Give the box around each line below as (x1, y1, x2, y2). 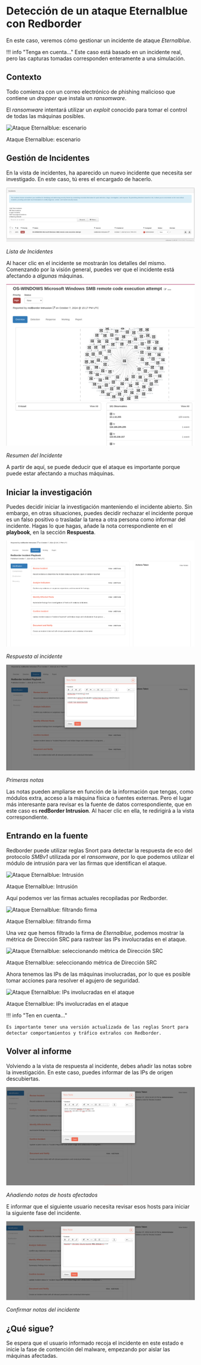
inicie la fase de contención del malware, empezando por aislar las (6, 1345, 170, 1353)
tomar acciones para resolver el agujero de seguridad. (6, 976, 140, 984)
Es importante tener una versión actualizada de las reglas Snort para (6, 1024, 188, 1030)
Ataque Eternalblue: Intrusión (6, 883, 78, 890)
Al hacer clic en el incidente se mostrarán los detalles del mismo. (6, 259, 166, 266)
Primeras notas (6, 777, 44, 784)
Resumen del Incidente (6, 452, 63, 459)
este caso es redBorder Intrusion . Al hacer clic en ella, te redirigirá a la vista (6, 807, 194, 814)
